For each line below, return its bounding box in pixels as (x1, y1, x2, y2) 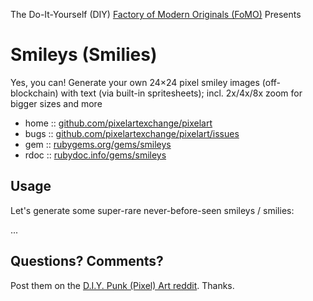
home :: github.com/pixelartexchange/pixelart (24, 117, 213, 129)
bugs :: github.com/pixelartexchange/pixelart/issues (24, 127, 240, 139)
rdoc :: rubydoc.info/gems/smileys (24, 149, 167, 161)
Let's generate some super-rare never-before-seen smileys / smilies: (10, 204, 295, 216)
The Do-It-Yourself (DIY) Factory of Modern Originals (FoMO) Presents (10, 9, 302, 20)
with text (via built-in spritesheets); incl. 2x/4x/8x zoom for (60, 87, 303, 99)
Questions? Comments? (10, 253, 164, 270)
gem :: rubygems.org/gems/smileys (24, 138, 172, 150)
